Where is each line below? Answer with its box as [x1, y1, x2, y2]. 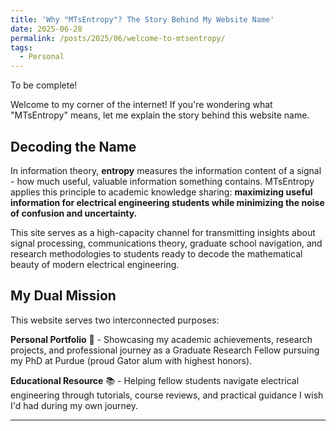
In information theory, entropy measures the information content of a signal [10, 164, 322, 176]
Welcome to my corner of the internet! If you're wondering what [10, 99, 273, 111]
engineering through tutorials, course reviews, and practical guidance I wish [10, 389, 324, 401]
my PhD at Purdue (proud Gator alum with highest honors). [10, 354, 253, 366]
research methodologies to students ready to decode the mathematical [10, 247, 303, 260]
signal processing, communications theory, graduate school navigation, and [10, 237, 323, 249]
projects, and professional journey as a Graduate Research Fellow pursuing [10, 344, 320, 356]
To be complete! [10, 79, 78, 91]
